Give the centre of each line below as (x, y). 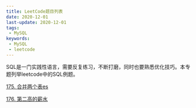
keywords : (18, 39)
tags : (13, 28)
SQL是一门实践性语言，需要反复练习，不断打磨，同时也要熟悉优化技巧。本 (96, 67)
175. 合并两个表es (27, 86)
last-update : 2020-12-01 (36, 22)
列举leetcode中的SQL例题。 (44, 74)
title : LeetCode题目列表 (35, 11)
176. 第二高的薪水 (27, 99)
